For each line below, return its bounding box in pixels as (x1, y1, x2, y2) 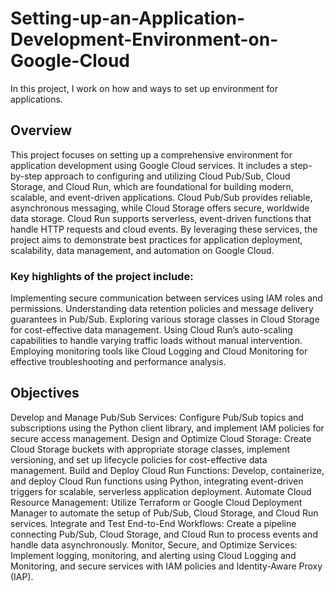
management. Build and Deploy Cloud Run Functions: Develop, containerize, (10, 464, 325, 476)
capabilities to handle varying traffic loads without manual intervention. (10, 335, 303, 347)
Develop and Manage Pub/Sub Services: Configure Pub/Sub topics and (10, 411, 304, 423)
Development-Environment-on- (10, 28, 279, 51)
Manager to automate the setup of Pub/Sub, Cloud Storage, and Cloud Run (10, 507, 319, 519)
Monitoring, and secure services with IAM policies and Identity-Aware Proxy (10, 560, 323, 572)
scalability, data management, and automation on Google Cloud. (10, 244, 275, 256)
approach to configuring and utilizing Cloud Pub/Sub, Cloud (44, 170, 291, 182)
